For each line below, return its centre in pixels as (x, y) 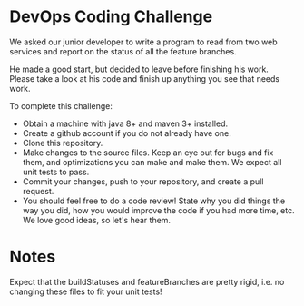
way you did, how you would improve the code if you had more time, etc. (158, 210)
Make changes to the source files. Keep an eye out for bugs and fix (148, 153)
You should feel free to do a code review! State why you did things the (154, 201)
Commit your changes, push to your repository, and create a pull (143, 181)
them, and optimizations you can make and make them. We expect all (152, 162)
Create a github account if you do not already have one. (127, 133)
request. (38, 191)
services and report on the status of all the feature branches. (123, 51)
